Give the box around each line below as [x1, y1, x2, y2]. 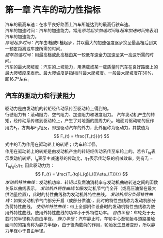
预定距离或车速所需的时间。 [9, 46, 65, 51]
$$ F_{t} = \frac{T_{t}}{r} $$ [53, 133, 110, 139]
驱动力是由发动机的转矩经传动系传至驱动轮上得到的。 [5, 105, 112, 111]
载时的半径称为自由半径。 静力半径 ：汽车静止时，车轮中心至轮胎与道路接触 [5, 216, 155, 221]
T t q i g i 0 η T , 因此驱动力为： [5, 162, 55, 169]
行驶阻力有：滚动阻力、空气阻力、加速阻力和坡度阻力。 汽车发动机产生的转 [5, 111, 155, 117]
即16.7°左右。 [5, 76, 33, 82]
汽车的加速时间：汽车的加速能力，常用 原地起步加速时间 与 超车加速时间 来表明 [5, 27, 158, 33]
